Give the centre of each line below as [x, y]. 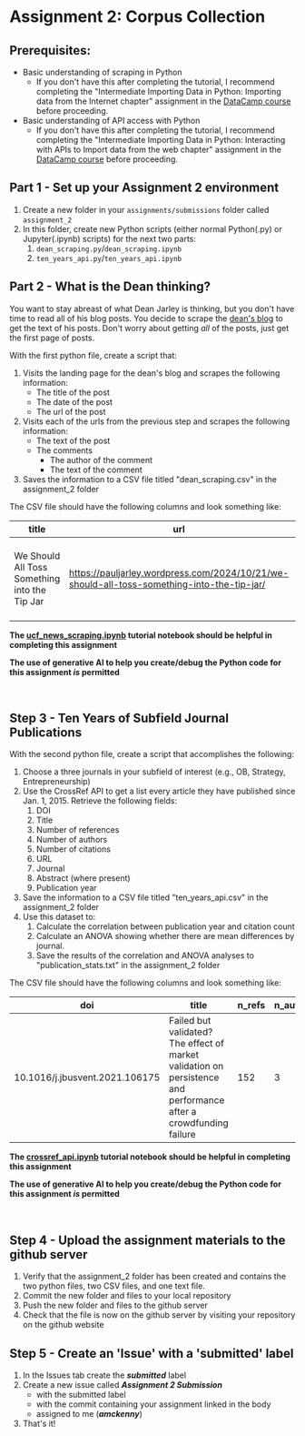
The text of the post [73, 440]
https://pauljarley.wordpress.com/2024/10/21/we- [179, 572]
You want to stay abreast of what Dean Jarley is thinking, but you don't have [152, 308]
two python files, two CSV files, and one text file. [114, 1286]
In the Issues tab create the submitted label [104, 1375]
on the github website [63, 1325]
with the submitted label [81, 1395]
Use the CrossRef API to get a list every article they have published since [159, 791]
